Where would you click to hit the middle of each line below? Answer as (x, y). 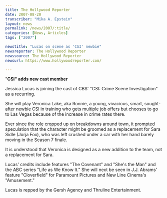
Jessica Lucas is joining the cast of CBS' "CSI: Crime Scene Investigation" (81, 89)
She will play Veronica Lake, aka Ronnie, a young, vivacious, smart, (74, 104)
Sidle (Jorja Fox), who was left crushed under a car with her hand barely (79, 135)
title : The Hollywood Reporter (38, 10)
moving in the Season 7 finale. (36, 140)
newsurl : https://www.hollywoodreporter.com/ (53, 60)
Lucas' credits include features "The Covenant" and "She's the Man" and (80, 165)
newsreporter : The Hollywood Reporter (45, 51)
